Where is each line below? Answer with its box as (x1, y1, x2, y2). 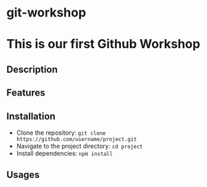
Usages (6, 169, 40, 181)
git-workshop (6, 5, 87, 21)
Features (6, 87, 45, 99)
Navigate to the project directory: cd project (16, 142, 143, 150)
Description (6, 63, 58, 75)
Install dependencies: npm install (16, 149, 113, 157)
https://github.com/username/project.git (16, 135, 137, 142)
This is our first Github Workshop (6, 36, 201, 52)
